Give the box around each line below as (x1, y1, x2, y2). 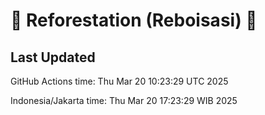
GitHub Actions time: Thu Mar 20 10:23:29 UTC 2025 (10, 75, 229, 87)
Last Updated (10, 49, 96, 66)
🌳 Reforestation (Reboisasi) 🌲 (10, 9, 258, 32)
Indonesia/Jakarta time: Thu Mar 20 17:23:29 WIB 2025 (10, 95, 238, 106)
